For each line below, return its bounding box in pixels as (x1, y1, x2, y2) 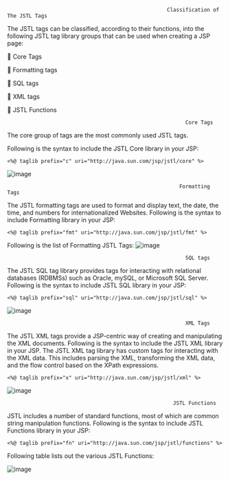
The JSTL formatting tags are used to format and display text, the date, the (7, 201, 219, 209)
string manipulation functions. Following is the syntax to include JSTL (7, 419, 204, 427)
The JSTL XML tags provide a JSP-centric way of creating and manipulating (7, 332, 222, 340)
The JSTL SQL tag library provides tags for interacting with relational (7, 267, 201, 274)
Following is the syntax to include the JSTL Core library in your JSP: (7, 144, 199, 153)
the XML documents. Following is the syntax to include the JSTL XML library (7, 339, 223, 347)
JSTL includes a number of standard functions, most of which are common (7, 412, 220, 419)
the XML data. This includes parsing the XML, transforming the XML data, (7, 354, 216, 362)
